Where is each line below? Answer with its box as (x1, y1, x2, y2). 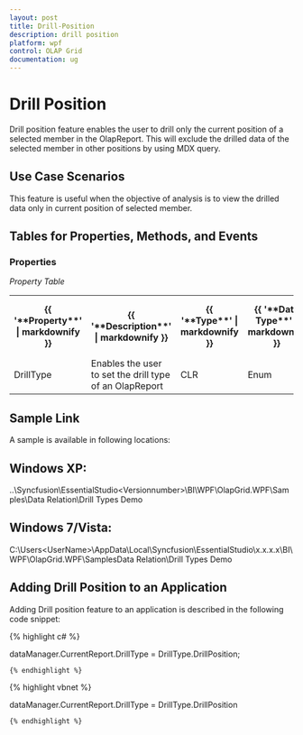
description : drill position (9, 30, 119, 39)
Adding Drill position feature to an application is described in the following (9, 603, 284, 614)
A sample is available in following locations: (9, 435, 171, 446)
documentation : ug (9, 55, 78, 64)
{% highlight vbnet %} (9, 682, 92, 693)
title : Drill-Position (9, 22, 95, 31)
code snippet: (9, 613, 61, 624)
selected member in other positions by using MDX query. (9, 142, 221, 153)
